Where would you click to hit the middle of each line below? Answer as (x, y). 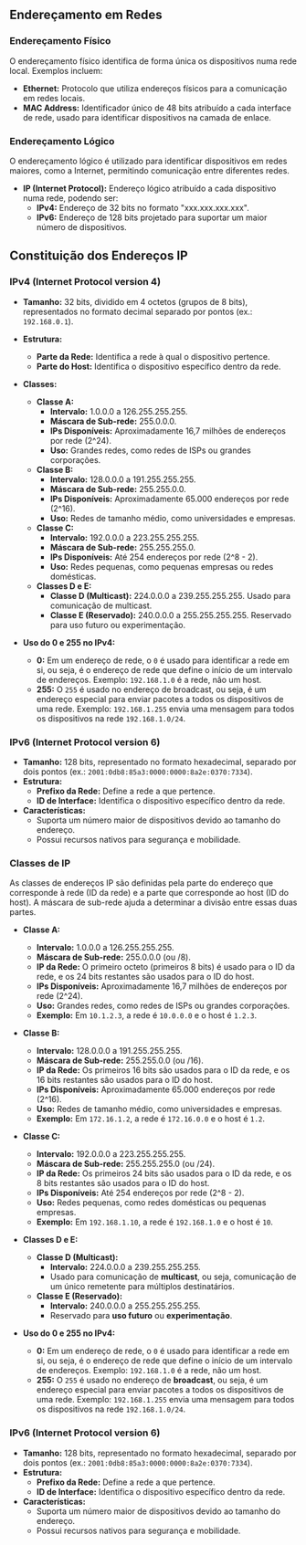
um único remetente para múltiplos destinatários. (142, 1287)
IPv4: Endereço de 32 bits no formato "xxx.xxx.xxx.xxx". (142, 207)
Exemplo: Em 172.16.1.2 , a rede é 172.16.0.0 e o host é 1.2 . (151, 1119)
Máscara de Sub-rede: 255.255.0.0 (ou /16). (120, 1061)
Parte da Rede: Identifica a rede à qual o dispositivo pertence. (153, 356)
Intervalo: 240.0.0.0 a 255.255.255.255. (125, 1306)
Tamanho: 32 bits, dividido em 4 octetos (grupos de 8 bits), (135, 301)
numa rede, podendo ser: (70, 198)
